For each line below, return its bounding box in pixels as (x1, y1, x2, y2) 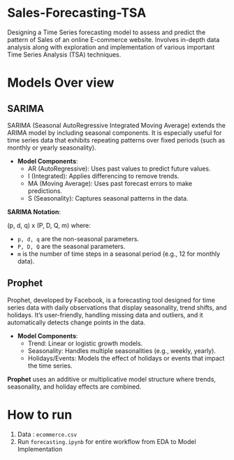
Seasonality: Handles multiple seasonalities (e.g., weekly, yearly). (27, 346, 217, 354)
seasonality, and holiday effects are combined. (7, 382, 142, 391)
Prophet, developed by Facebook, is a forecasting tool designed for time (7, 296, 215, 304)
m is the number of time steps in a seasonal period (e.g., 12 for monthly (17, 250, 221, 258)
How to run (7, 407, 73, 422)
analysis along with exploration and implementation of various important (7, 43, 215, 51)
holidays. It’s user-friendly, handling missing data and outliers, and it (7, 310, 204, 319)
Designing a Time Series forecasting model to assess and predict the (7, 28, 206, 36)
